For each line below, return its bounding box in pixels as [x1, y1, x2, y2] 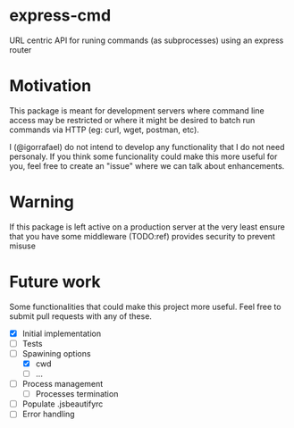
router [9, 44, 32, 55]
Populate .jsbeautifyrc [21, 399, 104, 409]
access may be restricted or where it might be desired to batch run [9, 114, 256, 125]
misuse [9, 240, 36, 251]
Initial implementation [21, 328, 101, 339]
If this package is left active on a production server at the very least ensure [9, 221, 286, 232]
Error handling [21, 408, 75, 420]
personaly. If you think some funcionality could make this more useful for [9, 151, 278, 162]
